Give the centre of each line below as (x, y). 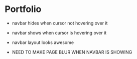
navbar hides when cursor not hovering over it (60, 23)
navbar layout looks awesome (43, 42)
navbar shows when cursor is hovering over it (59, 32)
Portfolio (23, 9)
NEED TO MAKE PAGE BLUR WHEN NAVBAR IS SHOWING (72, 52)
